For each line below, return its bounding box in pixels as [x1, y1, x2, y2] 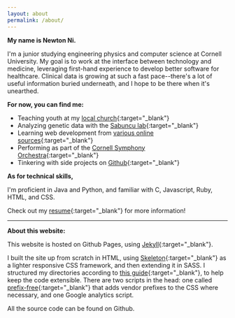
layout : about [7, 10, 49, 17]
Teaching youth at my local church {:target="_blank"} [17, 113, 170, 122]
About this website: [7, 226, 66, 235]
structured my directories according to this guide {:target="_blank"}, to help [7, 268, 224, 277]
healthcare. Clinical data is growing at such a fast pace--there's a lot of [7, 71, 213, 80]
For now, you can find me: [7, 100, 84, 108]
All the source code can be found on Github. [7, 304, 135, 312]
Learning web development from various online [17, 129, 154, 137]
